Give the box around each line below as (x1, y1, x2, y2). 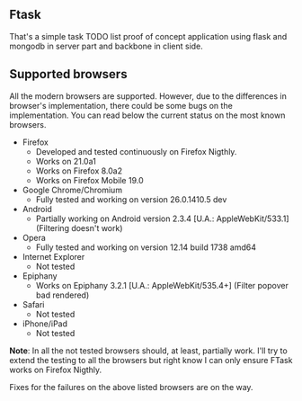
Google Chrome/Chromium (22, 184, 123, 195)
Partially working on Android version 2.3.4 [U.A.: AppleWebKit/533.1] (35, 213, 289, 224)
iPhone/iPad (22, 318, 68, 329)
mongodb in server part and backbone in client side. (9, 40, 204, 51)
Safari (22, 299, 45, 309)
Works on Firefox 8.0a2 (35, 165, 123, 176)
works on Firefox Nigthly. (9, 364, 102, 375)
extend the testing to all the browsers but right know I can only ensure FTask (9, 354, 293, 365)
